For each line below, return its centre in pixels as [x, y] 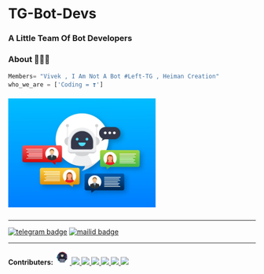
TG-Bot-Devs [52, 14]
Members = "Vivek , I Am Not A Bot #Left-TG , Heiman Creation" [114, 77]
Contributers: [31, 262]
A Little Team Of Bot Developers [70, 38]
